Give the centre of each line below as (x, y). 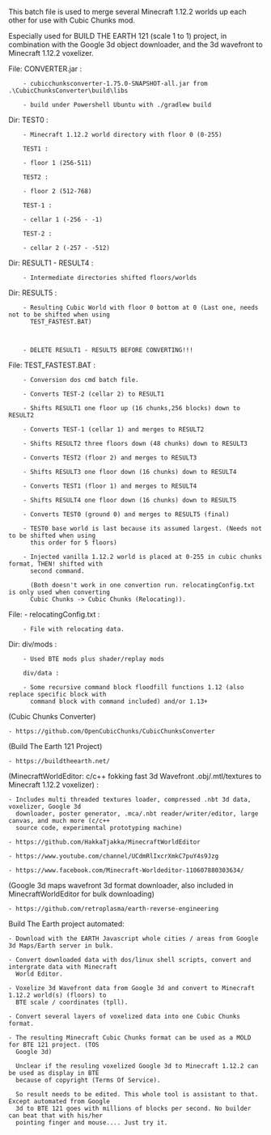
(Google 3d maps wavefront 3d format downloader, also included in (121, 885)
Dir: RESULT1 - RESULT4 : (51, 263)
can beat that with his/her (56, 1116)
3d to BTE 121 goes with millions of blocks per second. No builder (133, 1108)
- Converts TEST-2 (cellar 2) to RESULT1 (93, 394)
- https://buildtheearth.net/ (59, 761)
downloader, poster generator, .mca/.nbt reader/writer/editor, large (137, 814)
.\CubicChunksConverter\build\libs (68, 91)
